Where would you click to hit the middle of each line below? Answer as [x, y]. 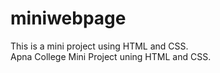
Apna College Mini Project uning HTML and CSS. [111, 56]
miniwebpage [68, 18]
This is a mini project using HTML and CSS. [99, 46]
